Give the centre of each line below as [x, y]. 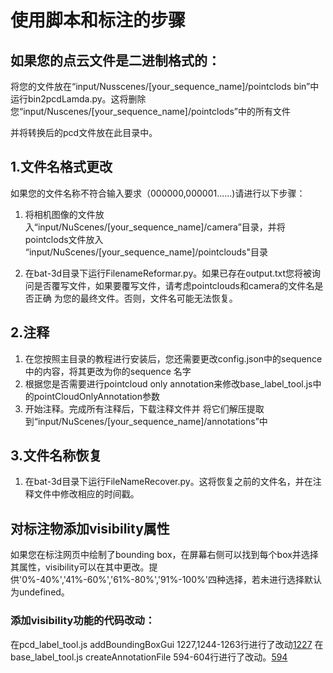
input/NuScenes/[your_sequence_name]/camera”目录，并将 [161, 227]
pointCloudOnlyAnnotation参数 [96, 396]
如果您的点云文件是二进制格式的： [115, 60]
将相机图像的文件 [60, 214]
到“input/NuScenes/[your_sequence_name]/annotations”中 [146, 421]
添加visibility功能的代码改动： [83, 621]
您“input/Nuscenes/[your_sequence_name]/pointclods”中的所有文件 [150, 111]
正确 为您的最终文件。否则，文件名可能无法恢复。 [135, 298]
